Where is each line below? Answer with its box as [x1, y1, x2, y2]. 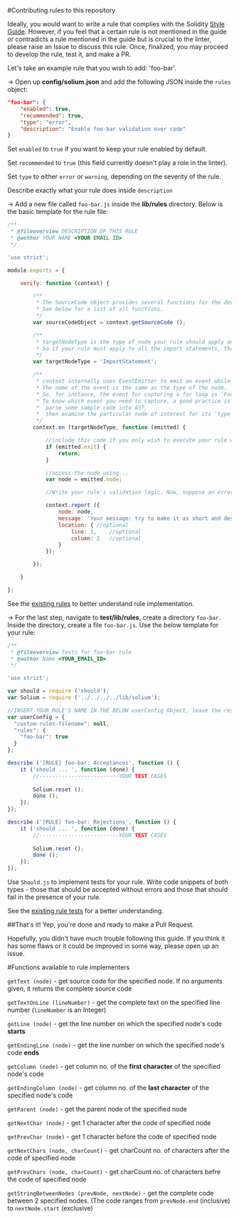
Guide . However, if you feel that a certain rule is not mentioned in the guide [7, 28, 228, 36]
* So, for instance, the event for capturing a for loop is [36, 390, 218, 398]
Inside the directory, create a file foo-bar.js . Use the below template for [7, 620, 219, 629]
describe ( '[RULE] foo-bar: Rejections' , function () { [7, 819, 176, 826]
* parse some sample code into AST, [36, 404, 148, 411]
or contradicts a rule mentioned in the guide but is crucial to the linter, [7, 35, 212, 43]
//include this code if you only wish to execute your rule [45, 437, 228, 444]
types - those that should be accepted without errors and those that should [7, 885, 228, 893]
